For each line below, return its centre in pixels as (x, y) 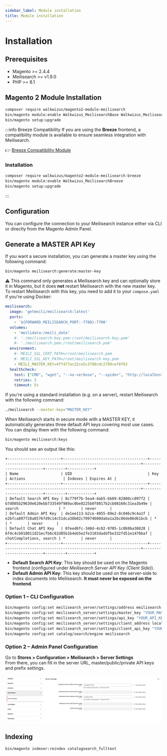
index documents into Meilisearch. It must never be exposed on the (82, 579)
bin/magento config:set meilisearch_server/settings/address (70, 608)
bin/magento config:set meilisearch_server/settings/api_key (70, 618)
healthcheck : (23, 369)
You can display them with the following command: (57, 430)
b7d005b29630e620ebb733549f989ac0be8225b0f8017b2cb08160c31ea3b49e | (79, 504)
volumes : (19, 327)
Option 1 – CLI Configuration (40, 597)
